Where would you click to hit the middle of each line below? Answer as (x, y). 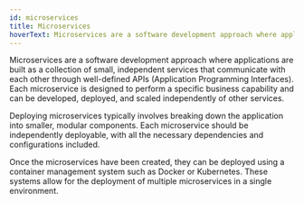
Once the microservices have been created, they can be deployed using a (147, 162)
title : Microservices (50, 26)
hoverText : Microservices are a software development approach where (143, 34)
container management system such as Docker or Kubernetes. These (139, 171)
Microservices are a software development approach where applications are (152, 60)
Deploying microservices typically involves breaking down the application (146, 116)
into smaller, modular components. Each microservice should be (129, 125)
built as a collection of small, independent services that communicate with (148, 69)
